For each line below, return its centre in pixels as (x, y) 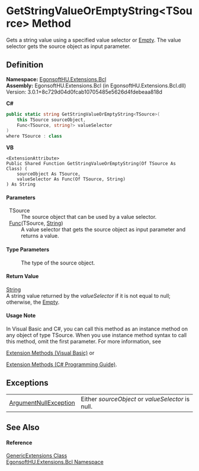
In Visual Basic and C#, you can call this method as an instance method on (97, 329)
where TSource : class (34, 136)
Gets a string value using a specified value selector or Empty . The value (94, 40)
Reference (19, 443)
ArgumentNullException (42, 403)
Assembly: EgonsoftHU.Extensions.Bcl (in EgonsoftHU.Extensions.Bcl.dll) (96, 85)
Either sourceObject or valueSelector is (135, 399)
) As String (21, 184)
